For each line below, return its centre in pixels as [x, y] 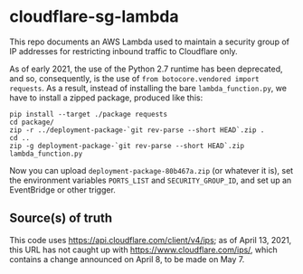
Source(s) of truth [61, 218]
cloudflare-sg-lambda [94, 17]
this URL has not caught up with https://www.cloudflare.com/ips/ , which [143, 250]
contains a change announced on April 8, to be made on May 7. [127, 259]
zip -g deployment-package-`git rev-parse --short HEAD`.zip [127, 146]
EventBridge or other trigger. [62, 189]
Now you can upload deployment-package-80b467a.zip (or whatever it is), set [151, 170]
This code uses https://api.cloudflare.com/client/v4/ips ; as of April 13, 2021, [151, 240]
